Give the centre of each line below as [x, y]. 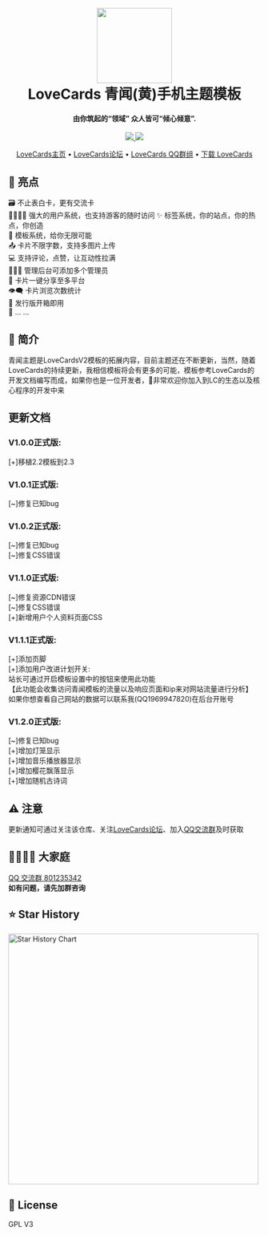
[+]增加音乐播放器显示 [45, 761]
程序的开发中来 [40, 391]
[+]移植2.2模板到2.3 [41, 462]
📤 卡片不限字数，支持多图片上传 [62, 245]
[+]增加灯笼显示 [34, 751]
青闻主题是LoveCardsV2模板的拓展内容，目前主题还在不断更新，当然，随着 [132, 360]
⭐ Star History [44, 915]
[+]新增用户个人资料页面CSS [55, 617]
